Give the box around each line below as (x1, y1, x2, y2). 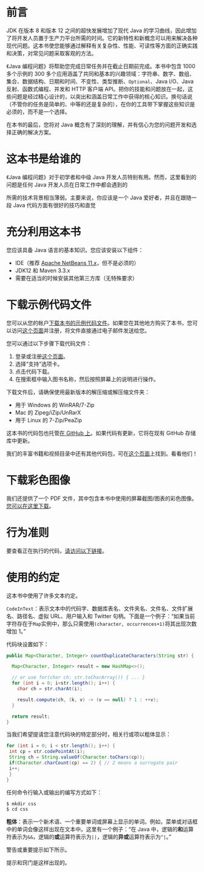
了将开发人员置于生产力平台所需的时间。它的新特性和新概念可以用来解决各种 (6, 34, 198, 41)
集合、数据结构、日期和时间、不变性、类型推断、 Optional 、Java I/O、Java (6, 77, 194, 85)
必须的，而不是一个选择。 (6, 108, 70, 115)
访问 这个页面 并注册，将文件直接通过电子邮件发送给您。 (11, 326, 150, 334)
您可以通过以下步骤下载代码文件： (6, 340, 92, 347)
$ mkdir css (6, 800, 36, 807)
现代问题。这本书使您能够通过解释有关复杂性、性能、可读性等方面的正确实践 (6, 42, 198, 49)
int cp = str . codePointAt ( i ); (8, 749, 86, 755)
